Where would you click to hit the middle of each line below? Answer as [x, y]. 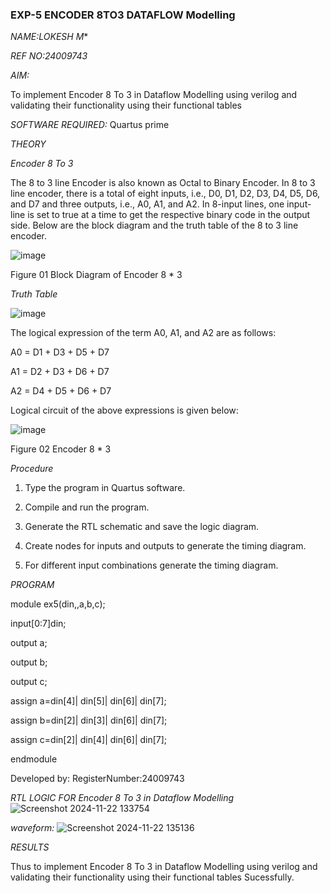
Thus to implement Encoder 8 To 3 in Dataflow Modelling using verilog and [164, 867]
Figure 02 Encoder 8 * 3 [61, 449]
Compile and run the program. [87, 507]
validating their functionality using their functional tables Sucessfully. [152, 877]
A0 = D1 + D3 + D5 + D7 [60, 352]
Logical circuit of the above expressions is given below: [124, 410]
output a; [29, 643]
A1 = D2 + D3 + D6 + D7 [60, 372]
